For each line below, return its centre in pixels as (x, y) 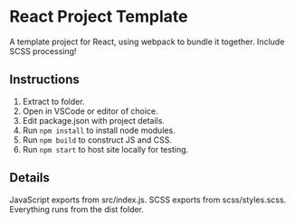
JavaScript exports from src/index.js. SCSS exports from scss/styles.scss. (148, 200)
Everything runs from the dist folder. (77, 209)
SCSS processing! (43, 51)
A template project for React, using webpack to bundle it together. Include (147, 42)
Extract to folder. (53, 101)
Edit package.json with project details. (94, 120)
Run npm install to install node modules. (99, 130)
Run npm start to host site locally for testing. (105, 149)
